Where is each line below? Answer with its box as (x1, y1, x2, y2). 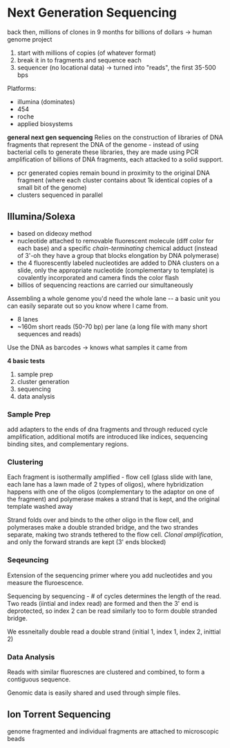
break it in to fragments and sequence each (17, 55, 142, 64)
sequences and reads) (17, 329, 82, 338)
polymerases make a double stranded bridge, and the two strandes (7, 523, 199, 532)
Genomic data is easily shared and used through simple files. (7, 688, 181, 697)
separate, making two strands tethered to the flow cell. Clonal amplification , (7, 530, 223, 539)
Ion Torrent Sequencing (7, 708, 111, 720)
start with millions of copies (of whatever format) (17, 49, 157, 57)
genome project (7, 35, 52, 43)
